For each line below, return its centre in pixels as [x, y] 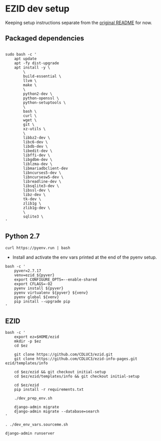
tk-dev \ [32, 199]
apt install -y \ [32, 67]
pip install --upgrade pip [42, 301]
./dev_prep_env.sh [33, 398]
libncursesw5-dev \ [43, 177]
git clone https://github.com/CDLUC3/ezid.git [63, 355]
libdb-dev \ [36, 146]
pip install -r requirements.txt [49, 390]
